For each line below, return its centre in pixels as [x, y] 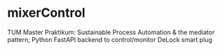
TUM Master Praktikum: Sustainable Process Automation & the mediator [111, 32]
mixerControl [46, 13]
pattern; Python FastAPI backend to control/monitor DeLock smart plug [110, 39]
